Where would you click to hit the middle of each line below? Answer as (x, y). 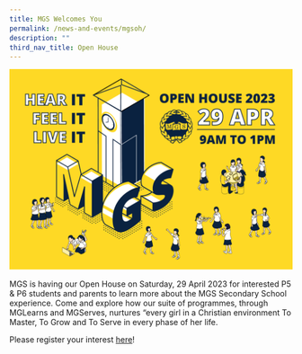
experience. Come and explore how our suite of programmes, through (139, 303)
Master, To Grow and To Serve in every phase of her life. (114, 322)
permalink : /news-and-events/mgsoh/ (78, 28)
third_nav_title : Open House (64, 48)
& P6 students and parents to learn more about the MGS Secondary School (148, 293)
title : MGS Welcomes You (56, 19)
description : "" (40, 38)
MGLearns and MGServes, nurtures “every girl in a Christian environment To (151, 312)
